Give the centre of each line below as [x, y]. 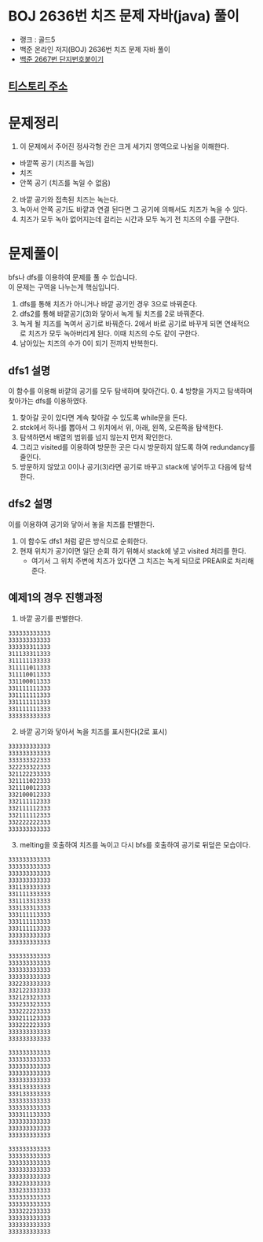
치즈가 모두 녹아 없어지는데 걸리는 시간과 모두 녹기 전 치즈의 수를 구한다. [129, 219]
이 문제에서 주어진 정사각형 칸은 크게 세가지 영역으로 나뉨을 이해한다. [124, 146]
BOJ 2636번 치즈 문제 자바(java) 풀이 [124, 16]
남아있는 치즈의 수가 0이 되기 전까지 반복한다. [89, 343]
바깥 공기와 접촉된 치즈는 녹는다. [69, 200]
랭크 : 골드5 [37, 39]
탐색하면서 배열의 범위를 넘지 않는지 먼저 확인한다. [96, 437]
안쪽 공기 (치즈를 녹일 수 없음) [65, 183]
